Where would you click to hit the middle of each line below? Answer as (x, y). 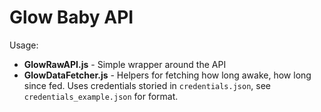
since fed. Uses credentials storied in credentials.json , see (147, 85)
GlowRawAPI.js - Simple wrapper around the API (125, 64)
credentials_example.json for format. (101, 96)
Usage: (24, 45)
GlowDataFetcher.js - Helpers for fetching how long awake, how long (167, 75)
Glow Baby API (71, 17)
